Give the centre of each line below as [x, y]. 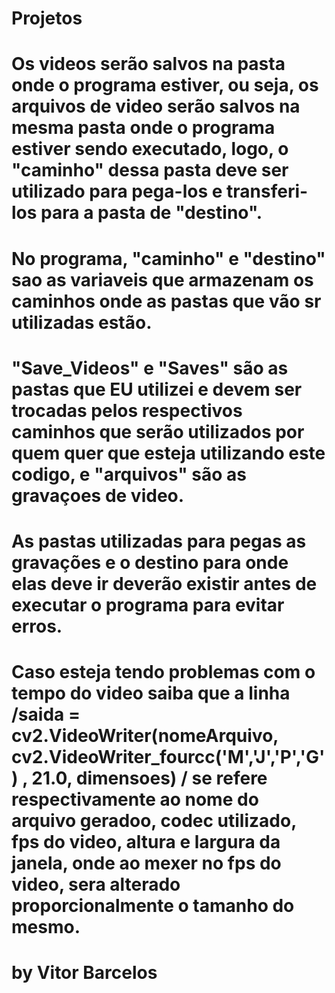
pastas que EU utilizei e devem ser [157, 389]
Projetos [47, 18]
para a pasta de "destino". [151, 213]
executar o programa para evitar [148, 604]
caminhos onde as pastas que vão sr [166, 301]
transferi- [267, 191]
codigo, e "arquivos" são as [129, 474]
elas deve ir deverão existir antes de [164, 583]
